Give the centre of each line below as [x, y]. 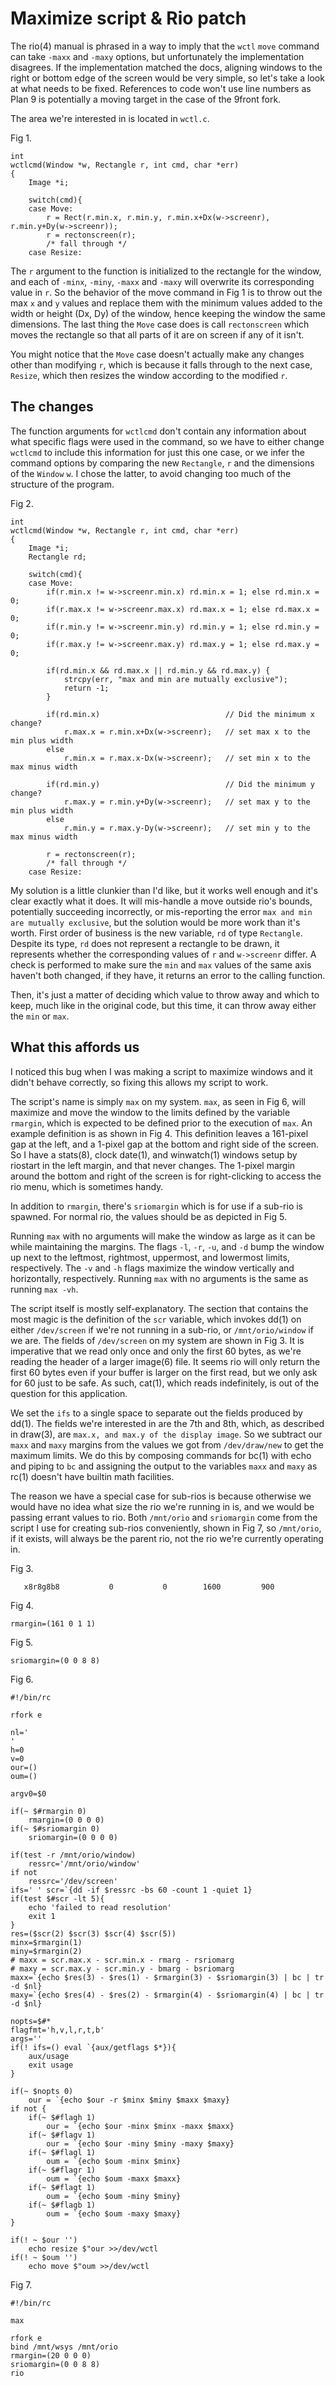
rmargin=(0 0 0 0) [66, 1820]
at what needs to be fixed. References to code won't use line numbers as [161, 88]
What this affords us [75, 1047]
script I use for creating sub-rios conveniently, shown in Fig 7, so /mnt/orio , [166, 1528]
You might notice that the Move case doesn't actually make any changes [157, 354]
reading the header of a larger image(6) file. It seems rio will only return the [165, 1361]
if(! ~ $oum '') [44, 2257]
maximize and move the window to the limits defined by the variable [150, 1112]
